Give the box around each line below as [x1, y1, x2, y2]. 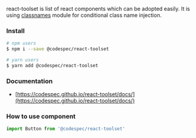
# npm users [6, 41, 36, 47]
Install [6, 27, 25, 35]
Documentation [6, 77, 53, 85]
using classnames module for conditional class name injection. [6, 11, 162, 19]
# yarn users [6, 57, 39, 63]
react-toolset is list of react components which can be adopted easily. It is [6, 5, 190, 12]
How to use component [6, 112, 76, 120]
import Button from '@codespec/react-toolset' [6, 126, 125, 132]
